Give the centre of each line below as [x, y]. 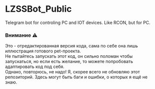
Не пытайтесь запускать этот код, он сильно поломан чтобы [69, 56]
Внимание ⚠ [21, 35]
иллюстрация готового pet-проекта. [43, 51]
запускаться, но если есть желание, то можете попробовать [69, 62]
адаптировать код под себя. [35, 67]
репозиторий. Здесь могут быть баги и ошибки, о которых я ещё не [76, 77]
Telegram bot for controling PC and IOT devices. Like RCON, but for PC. [78, 22]
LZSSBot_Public [39, 9]
